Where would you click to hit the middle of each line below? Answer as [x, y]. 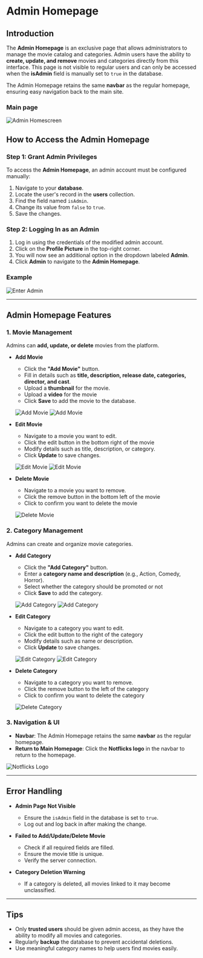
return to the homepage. [45, 755]
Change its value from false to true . [60, 207]
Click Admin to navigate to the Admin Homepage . [77, 262]
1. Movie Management [39, 332]
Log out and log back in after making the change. [85, 824]
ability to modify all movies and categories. [68, 936]
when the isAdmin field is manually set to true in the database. [85, 73]
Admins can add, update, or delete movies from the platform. [83, 346]
